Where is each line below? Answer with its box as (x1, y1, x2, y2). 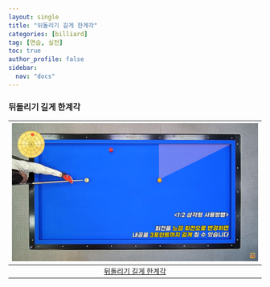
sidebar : (8, 64, 38, 72)
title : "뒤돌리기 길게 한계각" (8, 21, 98, 30)
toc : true (8, 47, 42, 55)
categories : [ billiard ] (8, 30, 88, 38)
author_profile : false (8, 55, 84, 64)
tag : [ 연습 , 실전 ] (8, 39, 63, 47)
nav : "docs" (15, 72, 56, 80)
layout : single (8, 13, 59, 21)
